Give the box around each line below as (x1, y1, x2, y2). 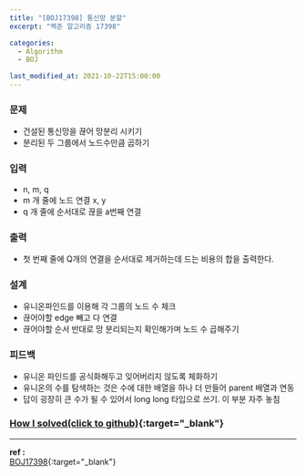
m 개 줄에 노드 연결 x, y (22, 194, 107, 205)
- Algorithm (17, 47, 64, 56)
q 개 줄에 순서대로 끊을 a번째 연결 (22, 206, 142, 217)
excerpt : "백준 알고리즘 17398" (9, 22, 121, 31)
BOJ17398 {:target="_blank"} (9, 456, 117, 467)
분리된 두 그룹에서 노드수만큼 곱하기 (22, 138, 150, 149)
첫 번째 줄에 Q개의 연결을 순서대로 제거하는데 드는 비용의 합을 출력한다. (22, 253, 275, 264)
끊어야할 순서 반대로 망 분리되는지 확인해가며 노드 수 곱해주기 (22, 324, 240, 335)
